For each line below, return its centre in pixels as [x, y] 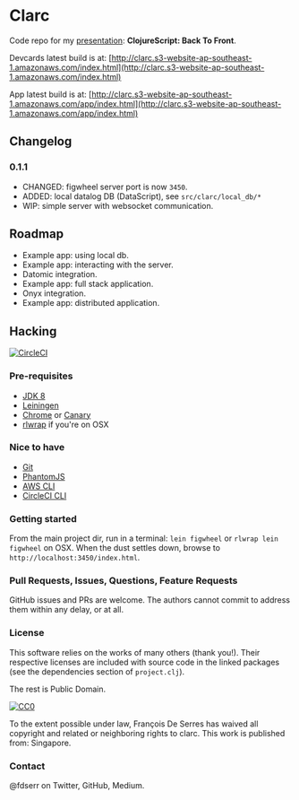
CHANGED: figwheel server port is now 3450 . [105, 187]
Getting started [43, 518]
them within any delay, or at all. [66, 610]
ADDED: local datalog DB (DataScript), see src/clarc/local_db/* [142, 196]
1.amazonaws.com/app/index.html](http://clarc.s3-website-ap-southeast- [145, 103]
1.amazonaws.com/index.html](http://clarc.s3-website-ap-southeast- [137, 67]
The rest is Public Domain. [58, 689]
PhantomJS [43, 476]
